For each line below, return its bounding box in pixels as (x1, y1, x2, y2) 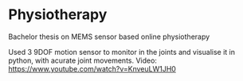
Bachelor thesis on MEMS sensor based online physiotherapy (8, 32, 210, 41)
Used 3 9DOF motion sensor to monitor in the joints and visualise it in (8, 47, 235, 56)
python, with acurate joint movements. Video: (8, 56, 158, 65)
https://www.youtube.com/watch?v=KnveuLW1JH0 (8, 64, 177, 73)
